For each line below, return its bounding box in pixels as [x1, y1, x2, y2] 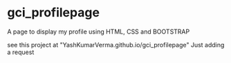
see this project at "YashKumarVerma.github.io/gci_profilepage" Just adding [7, 40, 225, 49]
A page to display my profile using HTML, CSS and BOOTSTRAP [7, 27, 190, 36]
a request [7, 48, 35, 56]
